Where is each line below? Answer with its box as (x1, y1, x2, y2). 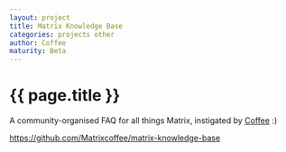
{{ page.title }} (9, 85, 121, 106)
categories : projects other (9, 30, 115, 39)
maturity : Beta (9, 47, 67, 56)
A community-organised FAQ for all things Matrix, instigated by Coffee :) (9, 115, 278, 126)
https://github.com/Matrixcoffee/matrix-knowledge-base (9, 132, 221, 144)
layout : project (9, 13, 70, 22)
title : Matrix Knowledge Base (9, 22, 124, 31)
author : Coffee (9, 38, 67, 48)
